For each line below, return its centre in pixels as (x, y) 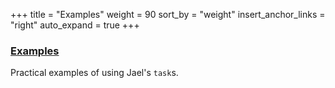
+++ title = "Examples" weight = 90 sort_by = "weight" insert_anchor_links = (168, 14)
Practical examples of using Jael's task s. (94, 73)
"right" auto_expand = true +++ (75, 25)
